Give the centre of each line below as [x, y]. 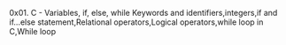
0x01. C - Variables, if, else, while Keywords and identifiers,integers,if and [143, 13]
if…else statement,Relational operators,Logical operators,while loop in [136, 22]
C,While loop [32, 31]
